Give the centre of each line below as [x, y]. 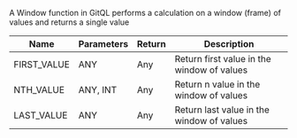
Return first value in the [223, 59]
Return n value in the [217, 84]
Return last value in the [222, 110]
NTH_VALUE [39, 90]
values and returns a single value [69, 22]
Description [229, 44]
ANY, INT [98, 90]
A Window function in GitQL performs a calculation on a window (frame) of [145, 13]
